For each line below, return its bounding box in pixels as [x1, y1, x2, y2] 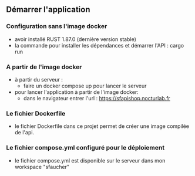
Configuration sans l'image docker [6, 22, 107, 31]
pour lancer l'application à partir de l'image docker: [14, 88, 139, 96]
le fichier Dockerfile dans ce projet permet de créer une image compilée [14, 123, 190, 130]
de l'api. [14, 129, 34, 136]
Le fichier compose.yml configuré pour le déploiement [6, 144, 165, 152]
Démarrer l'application [6, 5, 90, 15]
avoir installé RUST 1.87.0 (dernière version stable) [14, 35, 137, 43]
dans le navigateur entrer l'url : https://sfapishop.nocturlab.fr [23, 94, 170, 101]
